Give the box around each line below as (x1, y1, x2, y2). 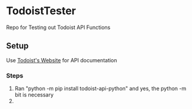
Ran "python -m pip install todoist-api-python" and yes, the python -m (14, 85, 187, 92)
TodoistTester (6, 4, 76, 18)
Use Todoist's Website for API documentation (6, 56, 117, 63)
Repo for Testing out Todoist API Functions (6, 24, 111, 31)
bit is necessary (14, 91, 54, 98)
